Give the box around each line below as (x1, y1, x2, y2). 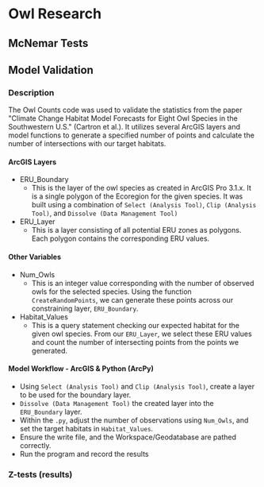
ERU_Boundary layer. (19, 407, 82, 416)
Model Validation (8, 63, 94, 76)
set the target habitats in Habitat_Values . (19, 423, 153, 433)
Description (8, 87, 55, 98)
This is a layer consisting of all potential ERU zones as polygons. (31, 226, 242, 235)
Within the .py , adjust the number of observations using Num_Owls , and (19, 415, 249, 425)
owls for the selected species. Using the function (31, 287, 192, 296)
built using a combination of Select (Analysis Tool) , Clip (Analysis (31, 200, 257, 210)
